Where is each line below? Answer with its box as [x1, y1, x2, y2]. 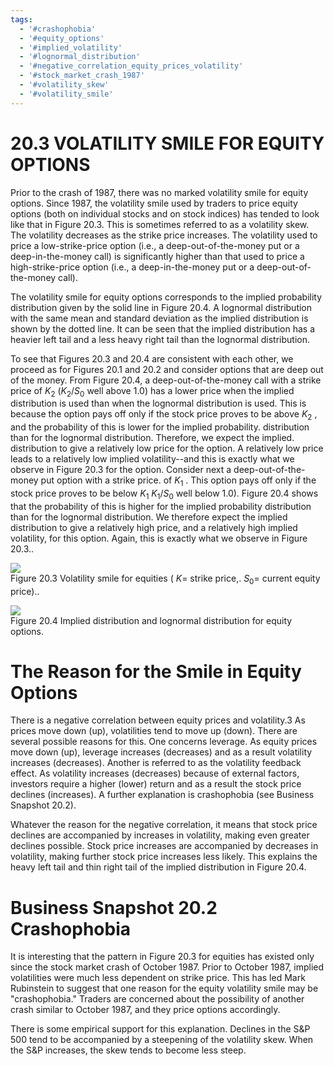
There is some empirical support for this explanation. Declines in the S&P [10, 1023, 311, 1035]
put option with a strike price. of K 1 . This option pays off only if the [40, 474, 317, 488]
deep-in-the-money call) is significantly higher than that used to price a [10, 250, 305, 262]
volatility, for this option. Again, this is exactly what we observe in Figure [10, 532, 308, 544]
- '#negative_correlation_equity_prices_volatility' [19, 61, 244, 71]
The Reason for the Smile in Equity [10, 660, 302, 683]
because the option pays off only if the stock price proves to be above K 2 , [10, 408, 318, 423]
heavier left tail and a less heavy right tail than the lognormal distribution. [10, 333, 311, 345]
